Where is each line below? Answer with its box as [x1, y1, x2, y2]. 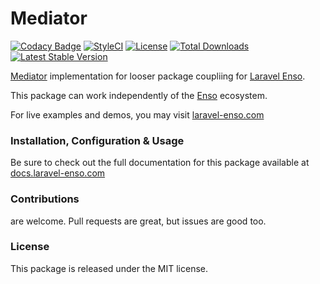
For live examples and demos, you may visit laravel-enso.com [10, 108, 265, 121]
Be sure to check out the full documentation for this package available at [10, 157, 310, 169]
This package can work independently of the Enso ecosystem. [10, 89, 268, 101]
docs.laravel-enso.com [10, 167, 106, 179]
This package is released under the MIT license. [10, 262, 208, 274]
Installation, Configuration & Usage [10, 133, 185, 147]
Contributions [10, 192, 80, 206]
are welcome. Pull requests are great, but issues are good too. [10, 215, 267, 227]
